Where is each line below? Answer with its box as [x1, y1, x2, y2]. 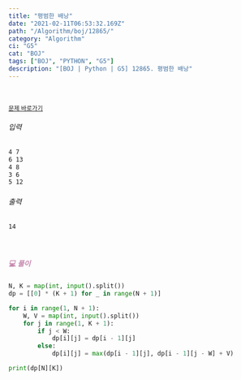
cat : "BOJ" [8, 50, 45, 58]
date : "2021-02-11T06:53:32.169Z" [8, 19, 126, 28]
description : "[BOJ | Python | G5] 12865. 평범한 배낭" [8, 65, 193, 73]
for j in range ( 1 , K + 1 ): [23, 319, 114, 327]
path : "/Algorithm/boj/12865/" [8, 27, 114, 35]
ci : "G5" [8, 42, 38, 50]
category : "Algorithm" [8, 34, 85, 43]
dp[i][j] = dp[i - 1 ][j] [51, 335, 136, 343]
